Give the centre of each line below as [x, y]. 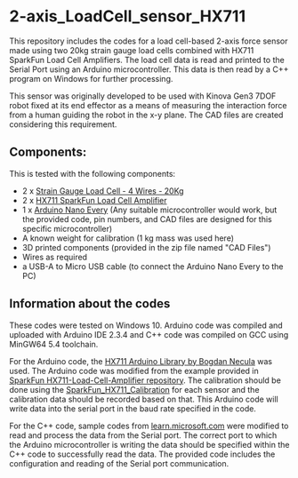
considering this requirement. [63, 124]
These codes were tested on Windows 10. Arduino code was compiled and [146, 325]
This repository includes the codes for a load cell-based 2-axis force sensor [149, 41]
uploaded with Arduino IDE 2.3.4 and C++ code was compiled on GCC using [149, 334]
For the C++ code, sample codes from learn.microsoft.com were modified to [149, 426]
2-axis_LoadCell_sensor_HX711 [128, 16]
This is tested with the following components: [93, 173]
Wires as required [54, 257]
